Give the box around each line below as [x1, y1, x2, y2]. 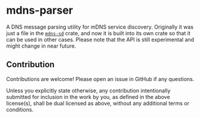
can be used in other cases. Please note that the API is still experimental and [6, 36, 195, 43]
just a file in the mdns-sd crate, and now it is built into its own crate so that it [6, 29, 191, 36]
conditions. [6, 105, 34, 113]
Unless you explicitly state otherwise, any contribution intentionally [6, 87, 171, 94]
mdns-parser [6, 4, 73, 17]
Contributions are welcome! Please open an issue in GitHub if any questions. [6, 75, 195, 82]
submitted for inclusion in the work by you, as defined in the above [6, 93, 170, 100]
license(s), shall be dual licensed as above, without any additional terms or [6, 100, 190, 107]
